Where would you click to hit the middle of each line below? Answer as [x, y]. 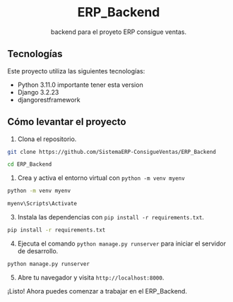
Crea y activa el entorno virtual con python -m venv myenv [101, 178]
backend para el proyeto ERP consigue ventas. [119, 32]
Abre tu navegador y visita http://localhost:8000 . [91, 277]
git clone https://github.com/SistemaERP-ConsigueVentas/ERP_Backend [112, 152]
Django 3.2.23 [38, 92]
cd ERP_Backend [30, 164]
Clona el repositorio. [47, 139]
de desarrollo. [38, 250]
